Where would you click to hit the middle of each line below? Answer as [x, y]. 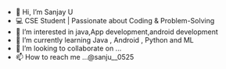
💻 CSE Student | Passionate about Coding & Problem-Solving [115, 21]
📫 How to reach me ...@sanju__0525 [75, 57]
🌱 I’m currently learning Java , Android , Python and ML [104, 40]
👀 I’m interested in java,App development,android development [117, 32]
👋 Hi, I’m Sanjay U [44, 12]
